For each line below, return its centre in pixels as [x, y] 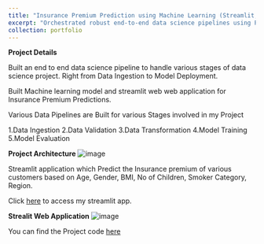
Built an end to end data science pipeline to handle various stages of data [127, 68]
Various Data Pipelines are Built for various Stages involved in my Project [126, 115]
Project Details [33, 53]
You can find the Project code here [64, 231]
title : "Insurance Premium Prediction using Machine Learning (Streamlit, [133, 15]
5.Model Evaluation [39, 139]
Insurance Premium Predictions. [60, 100]
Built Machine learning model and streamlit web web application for [117, 91]
